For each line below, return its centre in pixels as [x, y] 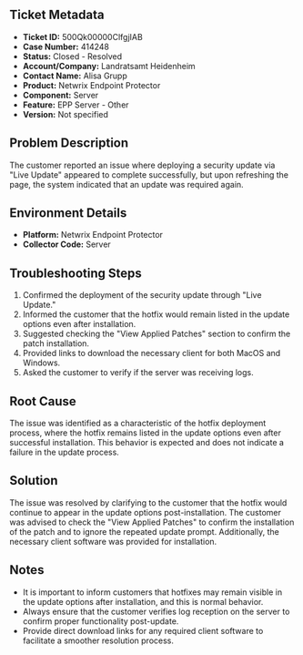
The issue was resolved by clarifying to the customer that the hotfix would [148, 502]
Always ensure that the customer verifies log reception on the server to [156, 611]
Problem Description [69, 143]
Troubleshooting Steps [76, 273]
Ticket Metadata [57, 15]
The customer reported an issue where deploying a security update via [142, 165]
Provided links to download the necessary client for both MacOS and [151, 353]
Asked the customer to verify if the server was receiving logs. [138, 373]
